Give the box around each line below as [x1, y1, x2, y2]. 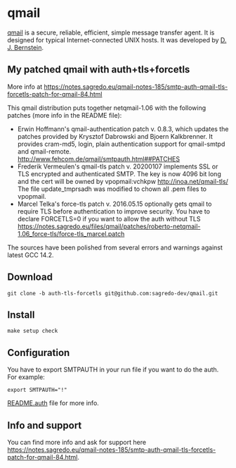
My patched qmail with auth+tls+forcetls [7, 63, 190, 75]
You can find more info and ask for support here [7, 438, 146, 446]
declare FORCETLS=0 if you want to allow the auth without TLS [17, 214, 202, 223]
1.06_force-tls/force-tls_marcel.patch [17, 229, 125, 238]
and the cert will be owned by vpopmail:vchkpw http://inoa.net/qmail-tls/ [17, 177, 228, 185]
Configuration [7, 347, 70, 359]
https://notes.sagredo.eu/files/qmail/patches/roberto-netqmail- [17, 222, 201, 230]
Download [7, 271, 53, 283]
